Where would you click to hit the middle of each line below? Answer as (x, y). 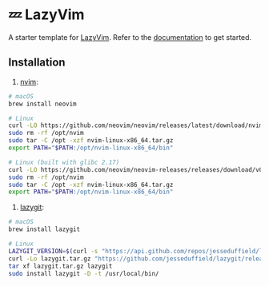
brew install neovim (43, 104)
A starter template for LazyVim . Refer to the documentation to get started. (130, 37)
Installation (37, 63)
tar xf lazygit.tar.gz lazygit (60, 266)
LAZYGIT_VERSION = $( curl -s (53, 251)
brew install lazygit (44, 229)
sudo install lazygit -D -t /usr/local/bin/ (84, 273)
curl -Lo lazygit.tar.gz (50, 258)
